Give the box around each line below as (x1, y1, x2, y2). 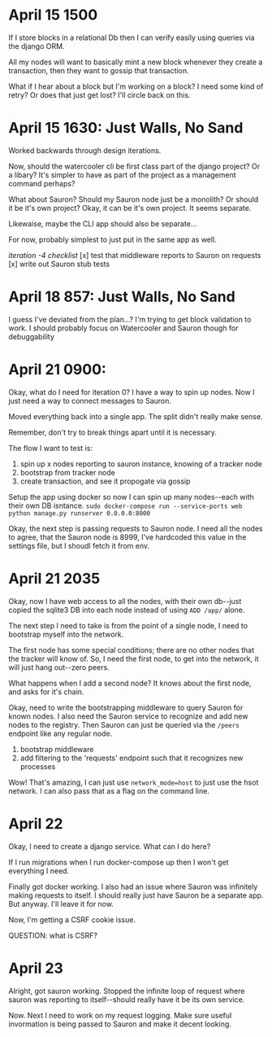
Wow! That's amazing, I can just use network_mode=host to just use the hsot (8, 777, 259, 787)
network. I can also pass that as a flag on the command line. (8, 785, 209, 795)
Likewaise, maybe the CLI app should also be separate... (8, 218, 197, 229)
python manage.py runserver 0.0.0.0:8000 (8, 509, 151, 518)
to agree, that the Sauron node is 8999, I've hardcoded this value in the (8, 532, 247, 542)
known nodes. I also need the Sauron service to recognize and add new (8, 711, 248, 721)
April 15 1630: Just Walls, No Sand (8, 119, 244, 138)
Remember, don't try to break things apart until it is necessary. (8, 427, 218, 437)
